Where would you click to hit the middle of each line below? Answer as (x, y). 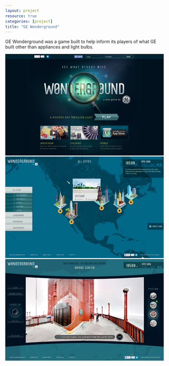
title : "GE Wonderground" (32, 27)
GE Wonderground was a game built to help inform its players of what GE (81, 42)
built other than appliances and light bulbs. (50, 47)
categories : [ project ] (29, 21)
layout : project (22, 11)
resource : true (21, 16)
